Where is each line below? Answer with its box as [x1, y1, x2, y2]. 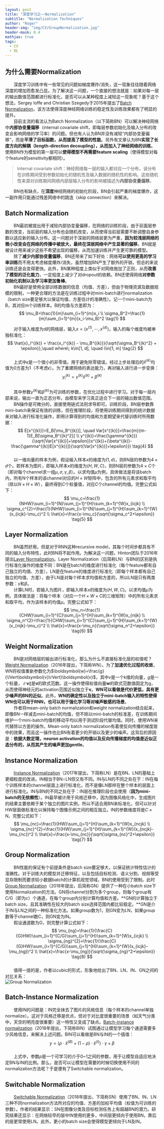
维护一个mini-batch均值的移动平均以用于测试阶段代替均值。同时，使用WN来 [5, 717, 159, 723]
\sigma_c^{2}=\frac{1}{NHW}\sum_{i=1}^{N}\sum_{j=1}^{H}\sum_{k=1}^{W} [6, 506, 158, 511]
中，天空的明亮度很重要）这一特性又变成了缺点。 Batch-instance [5, 1019, 134, 1025]
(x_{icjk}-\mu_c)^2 [9, 511, 46, 517]
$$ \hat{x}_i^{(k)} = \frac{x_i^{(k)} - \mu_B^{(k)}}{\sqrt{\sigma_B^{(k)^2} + [7, 340, 157, 346]
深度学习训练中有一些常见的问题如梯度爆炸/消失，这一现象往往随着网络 [14, 81, 157, 87]
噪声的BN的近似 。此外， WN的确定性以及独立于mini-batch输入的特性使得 [9, 693, 157, 699]
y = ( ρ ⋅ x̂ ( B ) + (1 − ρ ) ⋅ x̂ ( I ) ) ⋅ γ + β [49, 1039, 115, 1046]
